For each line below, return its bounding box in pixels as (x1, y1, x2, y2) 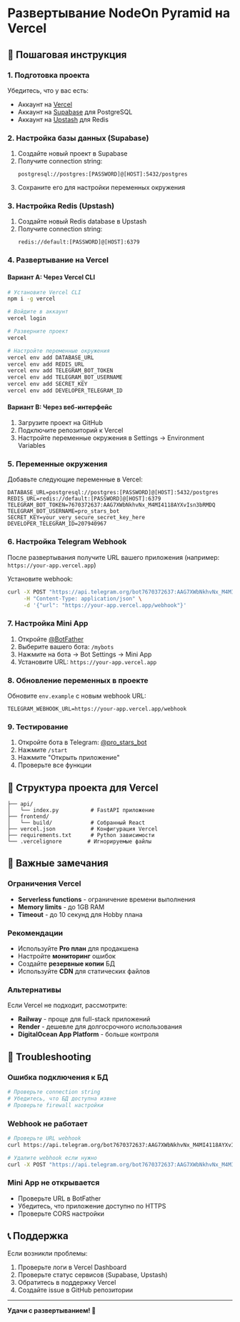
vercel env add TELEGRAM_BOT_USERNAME (7, 374, 123, 381)
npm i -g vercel (7, 295, 56, 303)
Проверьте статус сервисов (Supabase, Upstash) (17, 1270, 168, 1279)
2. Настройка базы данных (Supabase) (7, 133, 149, 143)
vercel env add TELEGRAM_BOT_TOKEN (7, 367, 114, 374)
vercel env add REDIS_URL (7, 361, 84, 368)
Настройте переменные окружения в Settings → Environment (17, 434, 205, 442)
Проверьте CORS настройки (17, 1209, 105, 1218)
